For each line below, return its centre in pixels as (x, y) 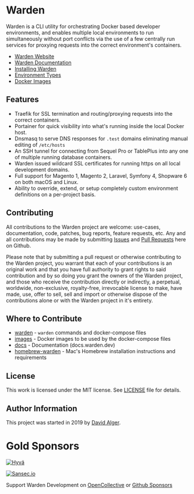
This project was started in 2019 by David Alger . (64, 422)
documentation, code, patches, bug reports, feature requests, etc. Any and (96, 233)
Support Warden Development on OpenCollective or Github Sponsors (89, 485)
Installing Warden (35, 68)
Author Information (42, 408)
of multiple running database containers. (63, 157)
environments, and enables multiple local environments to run (80, 32)
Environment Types (38, 75)
